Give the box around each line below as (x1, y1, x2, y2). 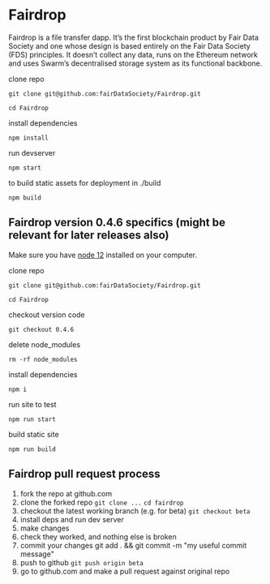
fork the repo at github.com (19, 488, 112, 498)
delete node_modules (8, 339, 81, 350)
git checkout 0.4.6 (8, 325, 75, 333)
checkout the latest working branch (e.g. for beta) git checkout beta (19, 505, 251, 516)
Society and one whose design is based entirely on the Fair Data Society (8, 41, 251, 50)
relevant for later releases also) (8, 229, 169, 243)
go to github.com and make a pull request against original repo (19, 566, 230, 576)
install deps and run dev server (19, 514, 124, 524)
